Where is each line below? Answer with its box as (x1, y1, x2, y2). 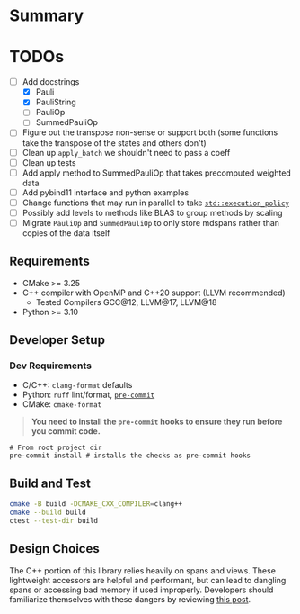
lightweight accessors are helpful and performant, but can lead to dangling (9, 574, 287, 585)
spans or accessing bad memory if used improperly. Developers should (9, 584, 274, 595)
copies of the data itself (22, 227, 110, 239)
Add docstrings (22, 77, 80, 87)
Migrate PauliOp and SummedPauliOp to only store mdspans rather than (22, 217, 280, 228)
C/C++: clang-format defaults (22, 380, 133, 391)
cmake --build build (9, 508, 87, 518)
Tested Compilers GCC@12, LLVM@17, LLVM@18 (35, 296, 217, 307)
